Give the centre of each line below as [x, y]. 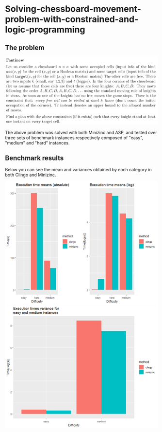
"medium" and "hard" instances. [37, 143]
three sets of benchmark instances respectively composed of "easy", [74, 138]
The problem [25, 47]
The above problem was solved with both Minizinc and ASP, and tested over [81, 132]
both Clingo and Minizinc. [31, 175]
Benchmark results [34, 158]
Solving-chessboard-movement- [73, 9]
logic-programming [45, 30]
